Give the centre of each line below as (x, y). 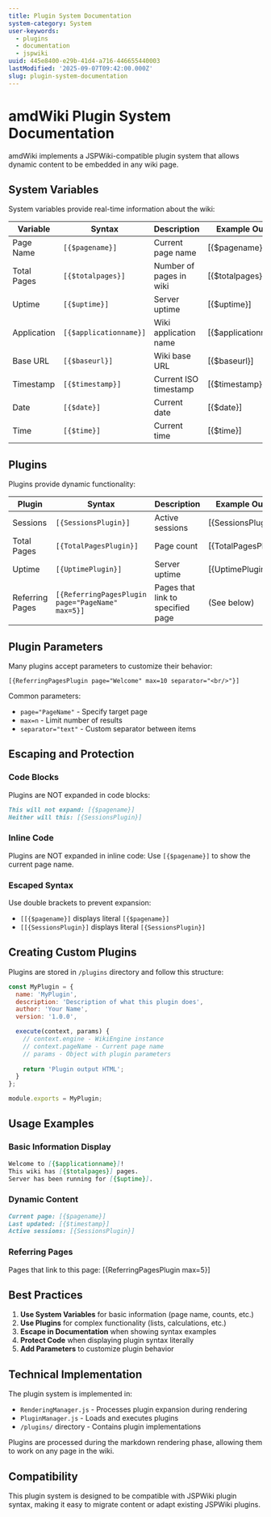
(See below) (231, 603)
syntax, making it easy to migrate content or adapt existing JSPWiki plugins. (134, 1505)
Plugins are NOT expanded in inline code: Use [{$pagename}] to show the (130, 855)
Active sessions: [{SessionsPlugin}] (72, 1231)
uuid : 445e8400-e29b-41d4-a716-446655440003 (84, 61)
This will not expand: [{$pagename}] (72, 810)
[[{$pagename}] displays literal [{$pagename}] (95, 918)
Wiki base (172, 356)
